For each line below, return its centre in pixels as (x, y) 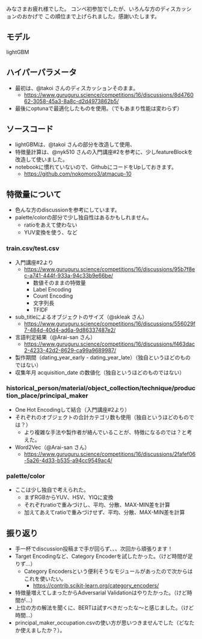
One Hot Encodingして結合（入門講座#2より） (72, 409)
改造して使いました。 (41, 160)
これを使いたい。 (45, 578)
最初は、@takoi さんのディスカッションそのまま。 (77, 88)
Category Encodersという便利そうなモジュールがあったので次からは (109, 571)
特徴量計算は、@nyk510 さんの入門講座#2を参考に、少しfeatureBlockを (104, 152)
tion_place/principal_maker (47, 396)
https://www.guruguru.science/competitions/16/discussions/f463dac (109, 344)
